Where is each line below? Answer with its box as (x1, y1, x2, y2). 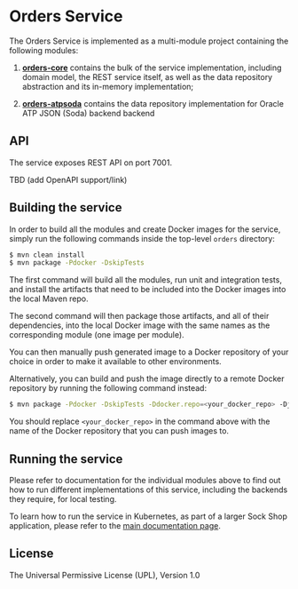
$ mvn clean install (9, 251, 86, 259)
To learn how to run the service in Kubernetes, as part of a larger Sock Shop (9, 511, 288, 521)
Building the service (9, 200, 122, 215)
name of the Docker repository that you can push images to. (9, 426, 229, 436)
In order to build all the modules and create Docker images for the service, (9, 224, 281, 235)
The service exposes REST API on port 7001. (9, 157, 173, 168)
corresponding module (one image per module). (9, 330, 184, 340)
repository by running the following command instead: (9, 383, 207, 394)
